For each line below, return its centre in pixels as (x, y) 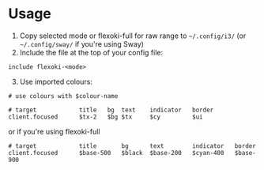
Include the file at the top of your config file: (91, 52)
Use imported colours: (56, 81)
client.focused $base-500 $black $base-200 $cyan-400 (116, 153)
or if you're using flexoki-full (54, 131)
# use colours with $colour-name (63, 96)
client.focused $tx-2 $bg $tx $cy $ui (106, 117)
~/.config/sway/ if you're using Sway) (82, 43)
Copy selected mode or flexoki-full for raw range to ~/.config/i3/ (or (133, 36)
